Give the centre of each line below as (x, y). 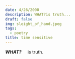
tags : (11, 28)
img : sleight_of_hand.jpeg (33, 24)
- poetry (19, 33)
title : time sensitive (29, 38)
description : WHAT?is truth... (38, 14)
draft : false (19, 19)
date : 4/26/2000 (22, 10)
